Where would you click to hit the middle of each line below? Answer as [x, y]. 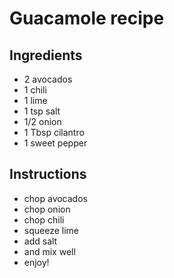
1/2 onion [42, 121]
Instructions [48, 174]
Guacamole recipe [87, 18]
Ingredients [46, 55]
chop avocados [55, 198]
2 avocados [48, 79]
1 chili [35, 90]
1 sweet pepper [55, 143]
